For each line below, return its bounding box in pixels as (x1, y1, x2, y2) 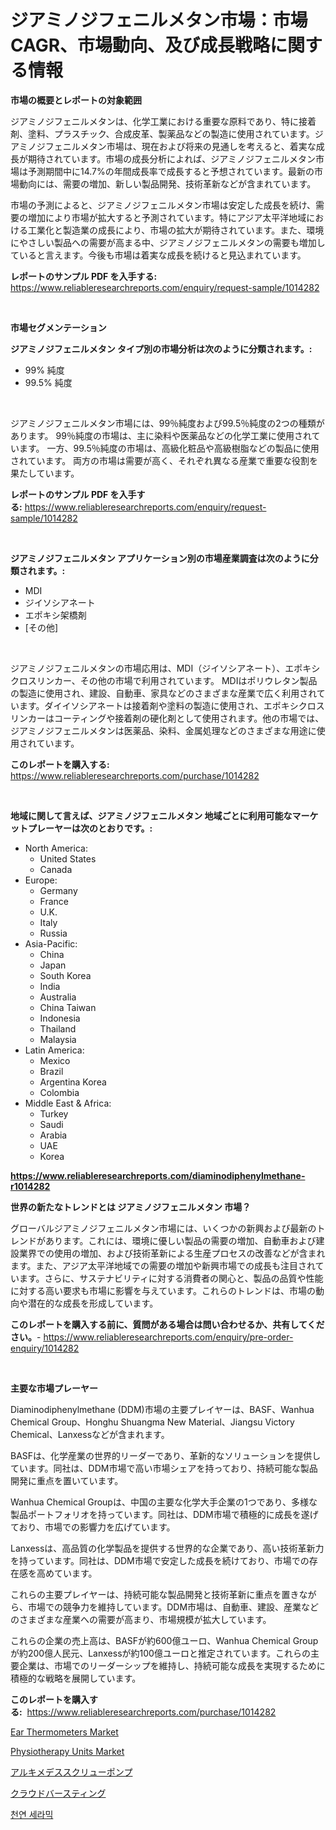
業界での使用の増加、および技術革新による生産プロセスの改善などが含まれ (18, 1247, 326, 1259)
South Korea (39, 969, 92, 981)
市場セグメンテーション (10, 321, 107, 333)
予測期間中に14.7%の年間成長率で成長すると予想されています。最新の (27, 165, 315, 177)
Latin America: (24, 1044, 85, 1056)
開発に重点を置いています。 (10, 1474, 124, 1486)
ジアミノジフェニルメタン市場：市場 (10, 9, 308, 32)
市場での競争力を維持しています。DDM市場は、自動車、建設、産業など (27, 1601, 320, 1613)
